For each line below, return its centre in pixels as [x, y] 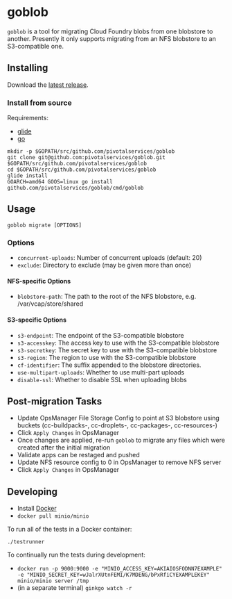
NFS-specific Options [39, 281]
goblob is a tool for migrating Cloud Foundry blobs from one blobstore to [110, 31]
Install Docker [37, 509]
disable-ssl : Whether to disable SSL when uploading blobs [102, 379]
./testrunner [26, 542]
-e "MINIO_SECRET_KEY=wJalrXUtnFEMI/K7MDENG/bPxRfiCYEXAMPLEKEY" [113, 575]
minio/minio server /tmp [53, 581]
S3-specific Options [37, 320]
